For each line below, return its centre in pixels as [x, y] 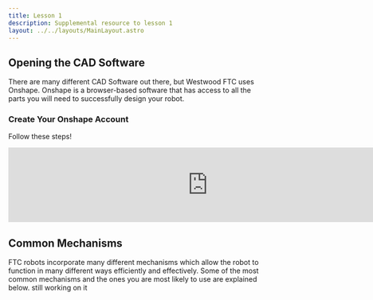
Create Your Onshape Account [69, 119]
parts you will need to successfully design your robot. [96, 99]
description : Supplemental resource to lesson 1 [90, 23]
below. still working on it [48, 288]
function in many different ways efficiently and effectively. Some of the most [133, 271]
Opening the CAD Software [77, 62]
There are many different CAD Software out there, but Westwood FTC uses [132, 82]
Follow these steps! [40, 137]
